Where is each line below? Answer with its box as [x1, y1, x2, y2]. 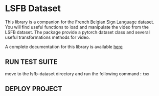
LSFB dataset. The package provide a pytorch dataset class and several [5, 29, 150, 35]
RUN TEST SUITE [5, 58, 58, 66]
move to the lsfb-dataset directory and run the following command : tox [5, 71, 150, 77]
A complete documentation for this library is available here [5, 44, 123, 49]
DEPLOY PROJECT [5, 85, 63, 93]
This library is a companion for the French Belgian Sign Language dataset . [5, 19, 155, 25]
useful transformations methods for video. [5, 34, 91, 40]
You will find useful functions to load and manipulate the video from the [5, 24, 149, 30]
